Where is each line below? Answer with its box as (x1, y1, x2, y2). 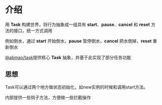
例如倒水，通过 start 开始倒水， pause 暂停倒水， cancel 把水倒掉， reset (5, 38, 152, 44)
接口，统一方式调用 (13, 27, 52, 33)
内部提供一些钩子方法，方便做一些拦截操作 (5, 94, 91, 100)
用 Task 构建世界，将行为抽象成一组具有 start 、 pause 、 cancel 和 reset (5, 21, 150, 27)
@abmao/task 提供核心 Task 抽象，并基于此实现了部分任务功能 (5, 54, 131, 60)
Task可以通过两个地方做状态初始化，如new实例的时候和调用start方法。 (5, 84, 148, 90)
